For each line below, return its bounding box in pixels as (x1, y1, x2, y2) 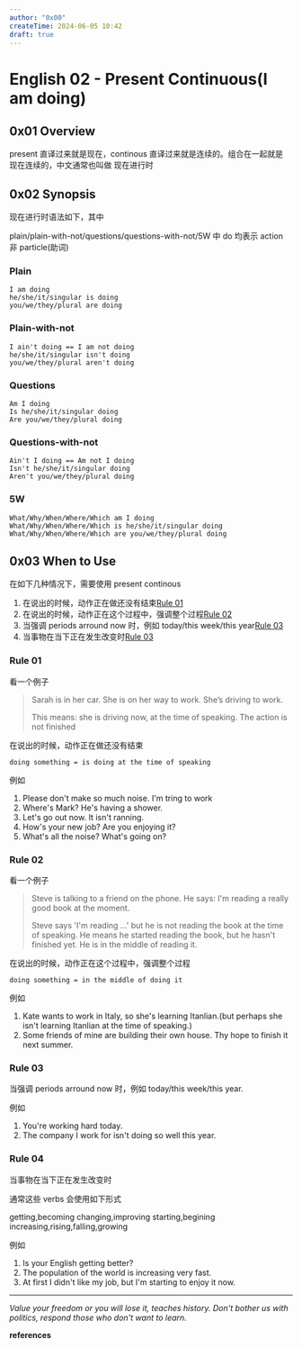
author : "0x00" (9, 13, 67, 23)
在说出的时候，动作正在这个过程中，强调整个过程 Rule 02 (22, 609, 232, 620)
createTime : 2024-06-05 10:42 (9, 22, 123, 31)
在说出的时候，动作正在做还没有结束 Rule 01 (22, 598, 184, 609)
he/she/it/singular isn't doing (9, 350, 130, 359)
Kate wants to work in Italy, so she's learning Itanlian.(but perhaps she (22, 1010, 283, 1022)
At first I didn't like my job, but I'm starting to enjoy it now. (22, 1276, 236, 1288)
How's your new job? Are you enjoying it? (22, 821, 176, 832)
